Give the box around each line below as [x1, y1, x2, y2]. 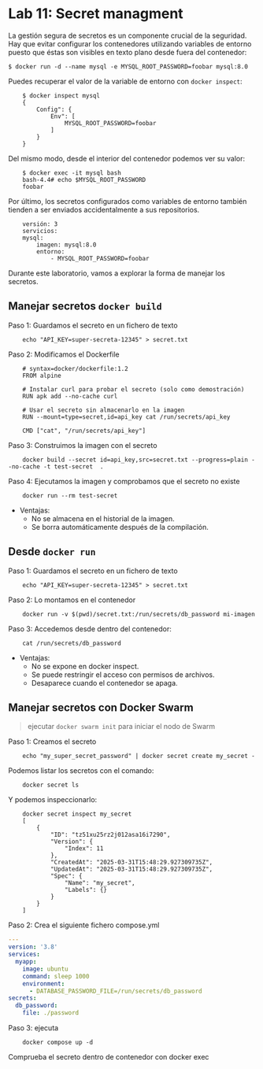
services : [8, 950, 41, 959]
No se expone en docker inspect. [31, 661, 139, 671]
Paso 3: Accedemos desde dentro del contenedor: [8, 623, 172, 634]
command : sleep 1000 [22, 972, 90, 980]
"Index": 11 [64, 845, 104, 853]
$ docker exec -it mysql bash [22, 168, 122, 177]
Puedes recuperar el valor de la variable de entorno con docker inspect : [8, 76, 243, 86]
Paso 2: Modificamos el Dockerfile [8, 350, 120, 359]
